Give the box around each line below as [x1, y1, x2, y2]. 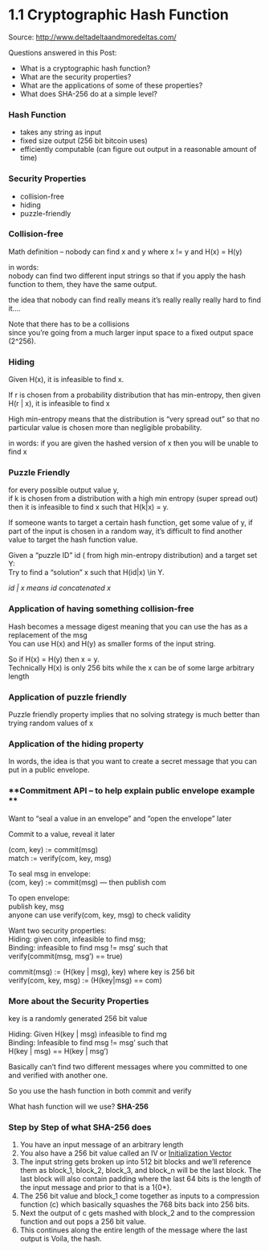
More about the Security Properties [8, 995, 149, 1007]
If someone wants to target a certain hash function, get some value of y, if [8, 518, 253, 527]
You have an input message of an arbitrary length [19, 1140, 184, 1150]
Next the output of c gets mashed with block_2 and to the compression [19, 1208, 255, 1218]
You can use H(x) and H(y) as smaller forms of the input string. [8, 638, 216, 648]
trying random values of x [8, 718, 94, 728]
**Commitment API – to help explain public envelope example [8, 785, 255, 797]
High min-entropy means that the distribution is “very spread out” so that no [8, 414, 260, 424]
